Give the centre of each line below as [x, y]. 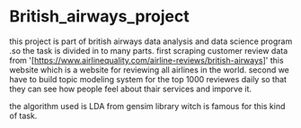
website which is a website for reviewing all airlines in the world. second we [150, 70]
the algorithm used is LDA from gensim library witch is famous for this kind [147, 106]
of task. [23, 115]
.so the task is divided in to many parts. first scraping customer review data [149, 50]
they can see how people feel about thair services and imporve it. [131, 89]
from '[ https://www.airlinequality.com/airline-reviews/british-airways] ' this [147, 60]
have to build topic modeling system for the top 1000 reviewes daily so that [148, 79]
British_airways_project [100, 17]
